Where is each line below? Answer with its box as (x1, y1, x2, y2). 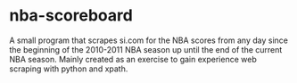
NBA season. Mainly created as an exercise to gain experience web (9, 54, 257, 64)
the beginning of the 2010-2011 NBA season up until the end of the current (9, 44, 283, 54)
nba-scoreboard (9, 5, 134, 26)
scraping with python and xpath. (9, 63, 128, 74)
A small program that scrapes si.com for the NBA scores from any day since (9, 35, 288, 46)
